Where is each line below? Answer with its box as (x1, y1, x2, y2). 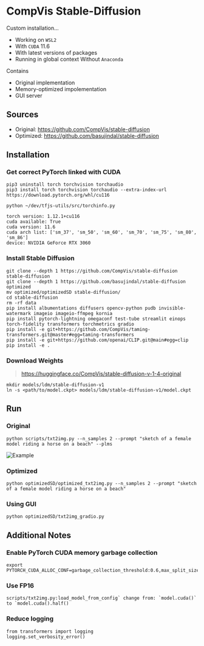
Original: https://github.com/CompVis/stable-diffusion (15, 126, 150, 133)
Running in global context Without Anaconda (15, 55, 123, 63)
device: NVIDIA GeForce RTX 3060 (6, 240, 91, 246)
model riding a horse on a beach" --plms (6, 441, 113, 447)
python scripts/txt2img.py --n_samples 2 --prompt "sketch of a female (6, 435, 191, 441)
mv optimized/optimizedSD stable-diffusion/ (6, 289, 121, 295)
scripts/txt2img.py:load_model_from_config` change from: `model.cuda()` (6, 595, 197, 602)
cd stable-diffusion (6, 294, 59, 301)
